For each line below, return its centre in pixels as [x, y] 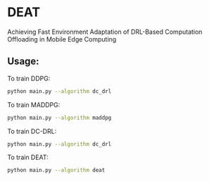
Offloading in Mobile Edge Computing [62, 39]
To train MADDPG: [34, 105]
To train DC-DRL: [32, 131]
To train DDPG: [29, 78]
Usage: [24, 62]
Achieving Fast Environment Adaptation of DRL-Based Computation [105, 32]
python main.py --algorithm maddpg [59, 118]
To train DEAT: [28, 157]
